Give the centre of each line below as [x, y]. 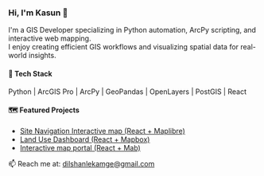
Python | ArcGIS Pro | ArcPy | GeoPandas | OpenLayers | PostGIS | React [127, 92]
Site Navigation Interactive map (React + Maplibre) [102, 131]
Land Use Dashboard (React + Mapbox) [85, 139]
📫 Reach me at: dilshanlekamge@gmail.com [82, 163]
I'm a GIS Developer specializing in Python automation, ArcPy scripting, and [132, 30]
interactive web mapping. [50, 38]
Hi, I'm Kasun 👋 [38, 13]
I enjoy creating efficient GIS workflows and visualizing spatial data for [124, 47]
